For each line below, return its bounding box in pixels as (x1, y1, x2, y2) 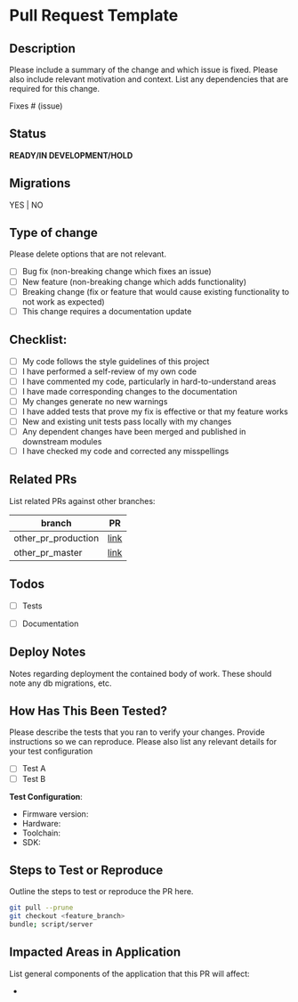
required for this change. (9, 84, 101, 94)
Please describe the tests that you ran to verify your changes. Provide (9, 727, 265, 737)
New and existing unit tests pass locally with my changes (21, 416, 232, 427)
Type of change (9, 225, 98, 240)
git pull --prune (9, 903, 74, 913)
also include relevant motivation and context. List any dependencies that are (9, 74, 289, 85)
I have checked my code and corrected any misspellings (21, 446, 230, 456)
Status (9, 126, 47, 142)
